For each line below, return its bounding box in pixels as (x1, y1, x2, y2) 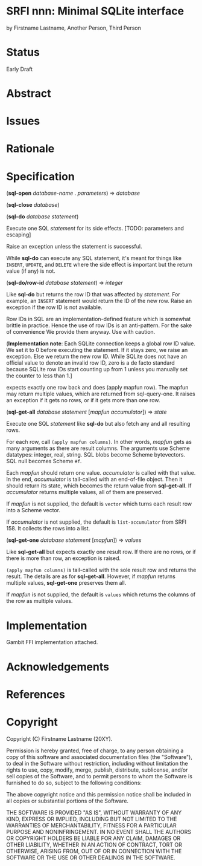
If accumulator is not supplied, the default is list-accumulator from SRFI (6, 518, 187, 526)
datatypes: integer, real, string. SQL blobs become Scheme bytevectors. (6, 451, 186, 458)
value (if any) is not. (6, 267, 55, 275)
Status (6, 45, 40, 59)
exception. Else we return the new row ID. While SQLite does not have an (6, 353, 188, 360)
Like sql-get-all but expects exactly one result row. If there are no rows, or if (6, 549, 196, 556)
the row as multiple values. (6, 597, 73, 605)
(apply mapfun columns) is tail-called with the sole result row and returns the (6, 567, 197, 574)
